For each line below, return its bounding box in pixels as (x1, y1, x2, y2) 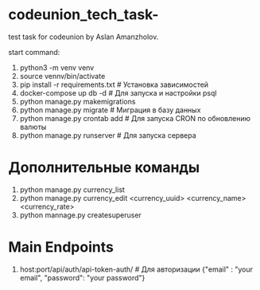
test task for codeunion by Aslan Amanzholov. (8, 32, 159, 41)
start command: (8, 47, 60, 57)
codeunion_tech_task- (8, 6, 159, 24)
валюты (19, 122, 47, 131)
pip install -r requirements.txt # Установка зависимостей (19, 80, 209, 89)
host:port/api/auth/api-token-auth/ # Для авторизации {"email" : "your (19, 265, 253, 274)
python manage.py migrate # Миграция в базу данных (19, 105, 201, 115)
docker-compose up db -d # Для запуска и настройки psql (19, 88, 217, 97)
